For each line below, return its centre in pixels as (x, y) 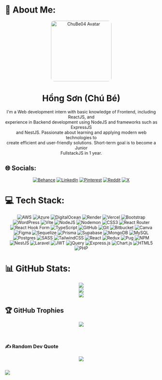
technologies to (81, 137)
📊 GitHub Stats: (38, 268)
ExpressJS (81, 127)
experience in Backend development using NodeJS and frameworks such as (81, 122)
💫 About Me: (30, 10)
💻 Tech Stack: (35, 200)
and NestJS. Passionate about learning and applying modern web (81, 132)
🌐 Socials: (21, 168)
